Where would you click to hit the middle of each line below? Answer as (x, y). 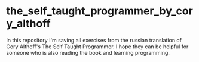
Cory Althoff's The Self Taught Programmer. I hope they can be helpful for (97, 46)
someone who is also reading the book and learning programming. (88, 52)
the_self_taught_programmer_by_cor (99, 11)
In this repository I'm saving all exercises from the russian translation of (94, 40)
